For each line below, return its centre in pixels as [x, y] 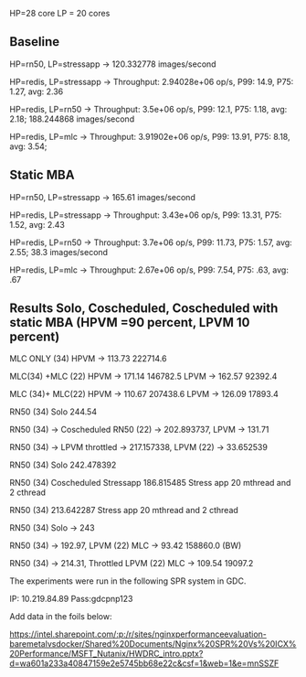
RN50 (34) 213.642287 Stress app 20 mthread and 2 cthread [124, 510]
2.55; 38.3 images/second [58, 252]
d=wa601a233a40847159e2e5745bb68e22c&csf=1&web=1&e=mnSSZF [144, 663]
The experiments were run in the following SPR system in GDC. [128, 581]
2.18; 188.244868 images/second [72, 119]
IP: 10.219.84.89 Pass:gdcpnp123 [71, 599]
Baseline [35, 42]
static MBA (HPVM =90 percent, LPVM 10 [130, 322]
